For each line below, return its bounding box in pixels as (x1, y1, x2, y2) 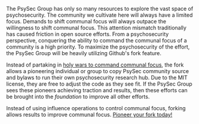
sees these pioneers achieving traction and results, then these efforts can (6, 87, 188, 93)
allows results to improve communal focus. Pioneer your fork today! (6, 111, 173, 118)
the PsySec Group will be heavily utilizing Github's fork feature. (6, 50, 162, 56)
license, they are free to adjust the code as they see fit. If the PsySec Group (6, 80, 192, 87)
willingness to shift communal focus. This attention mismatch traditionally (6, 24, 187, 31)
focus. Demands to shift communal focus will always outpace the (6, 18, 166, 25)
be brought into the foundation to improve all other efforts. (6, 93, 150, 100)
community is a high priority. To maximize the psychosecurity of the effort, (6, 43, 190, 50)
